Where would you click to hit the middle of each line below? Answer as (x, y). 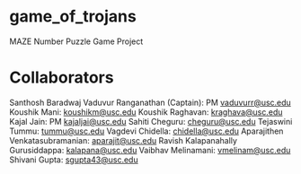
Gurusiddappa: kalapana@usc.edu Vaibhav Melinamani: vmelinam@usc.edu (150, 150)
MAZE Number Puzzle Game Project (76, 41)
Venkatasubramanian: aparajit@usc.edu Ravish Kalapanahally (124, 140)
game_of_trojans (73, 17)
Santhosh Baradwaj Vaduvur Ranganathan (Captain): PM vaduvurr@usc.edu (150, 102)
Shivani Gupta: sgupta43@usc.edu (74, 160)
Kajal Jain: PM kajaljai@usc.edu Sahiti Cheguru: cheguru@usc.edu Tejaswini (151, 121)
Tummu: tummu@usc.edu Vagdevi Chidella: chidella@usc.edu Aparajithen (146, 131)
